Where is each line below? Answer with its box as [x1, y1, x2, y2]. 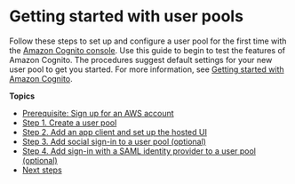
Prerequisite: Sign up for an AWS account [21, 108, 175, 118]
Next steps [21, 164, 62, 175]
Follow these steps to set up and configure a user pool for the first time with [9, 36, 287, 46]
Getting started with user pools [9, 6, 244, 27]
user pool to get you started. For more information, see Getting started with [9, 64, 284, 75]
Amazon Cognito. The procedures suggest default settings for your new [9, 54, 273, 65]
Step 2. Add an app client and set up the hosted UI [21, 126, 207, 137]
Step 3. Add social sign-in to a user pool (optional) [21, 136, 207, 147]
